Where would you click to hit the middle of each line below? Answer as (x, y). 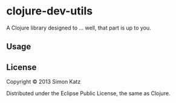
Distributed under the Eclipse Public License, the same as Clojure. (88, 93)
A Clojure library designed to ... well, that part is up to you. (79, 28)
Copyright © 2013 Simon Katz (44, 82)
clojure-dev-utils (49, 11)
